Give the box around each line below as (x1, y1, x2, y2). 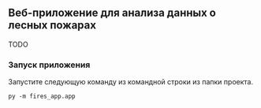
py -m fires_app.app (8, 92, 76, 101)
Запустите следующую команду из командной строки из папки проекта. (8, 77, 254, 87)
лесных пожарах (8, 19, 97, 32)
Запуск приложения (8, 59, 91, 70)
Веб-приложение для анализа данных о (8, 6, 217, 20)
